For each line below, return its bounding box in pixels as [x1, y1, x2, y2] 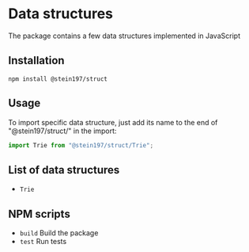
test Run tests [19, 237, 67, 246]
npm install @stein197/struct [8, 74, 108, 83]
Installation [8, 54, 65, 67]
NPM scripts [8, 207, 71, 220]
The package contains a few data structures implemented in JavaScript [8, 31, 241, 40]
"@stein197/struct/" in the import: [8, 126, 117, 136]
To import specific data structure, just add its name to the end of [8, 117, 218, 127]
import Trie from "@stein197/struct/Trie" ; [8, 141, 154, 149]
